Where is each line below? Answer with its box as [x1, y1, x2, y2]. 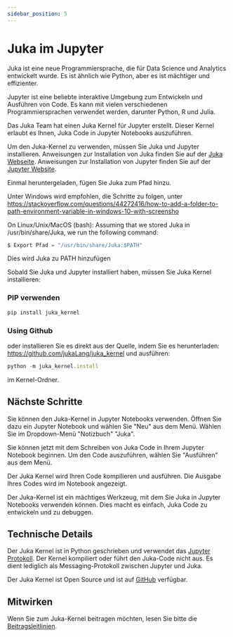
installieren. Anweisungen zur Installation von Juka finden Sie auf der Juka [7, 149, 223, 158]
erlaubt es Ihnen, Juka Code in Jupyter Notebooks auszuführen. [7, 128, 193, 137]
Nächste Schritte [7, 396, 83, 408]
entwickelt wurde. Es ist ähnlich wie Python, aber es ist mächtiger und [7, 71, 211, 80]
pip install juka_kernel [7, 309, 80, 316]
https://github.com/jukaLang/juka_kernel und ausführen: [7, 349, 171, 358]
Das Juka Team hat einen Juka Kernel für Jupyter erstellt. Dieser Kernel [7, 121, 215, 130]
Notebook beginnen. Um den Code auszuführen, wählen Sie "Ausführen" [7, 450, 219, 459]
